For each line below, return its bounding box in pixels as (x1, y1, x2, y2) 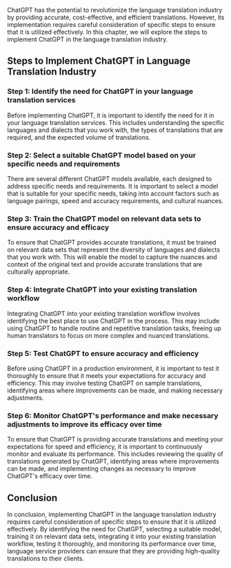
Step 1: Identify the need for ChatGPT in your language (7, 86, 194, 96)
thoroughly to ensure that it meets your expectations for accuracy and (7, 371, 206, 379)
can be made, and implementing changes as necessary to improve (7, 464, 197, 473)
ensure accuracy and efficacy (7, 223, 110, 232)
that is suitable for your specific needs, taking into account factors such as (7, 189, 219, 198)
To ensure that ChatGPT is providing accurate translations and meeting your (7, 435, 223, 444)
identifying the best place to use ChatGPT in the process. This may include (7, 316, 220, 325)
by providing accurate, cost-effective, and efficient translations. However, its (7, 13, 225, 21)
